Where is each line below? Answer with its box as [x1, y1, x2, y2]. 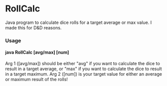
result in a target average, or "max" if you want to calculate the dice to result [5, 66, 162, 72]
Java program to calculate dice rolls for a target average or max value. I [5, 19, 152, 25]
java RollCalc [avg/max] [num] [5, 49, 69, 55]
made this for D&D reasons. [5, 24, 62, 30]
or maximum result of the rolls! [5, 77, 68, 83]
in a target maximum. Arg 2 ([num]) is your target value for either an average [5, 71, 162, 77]
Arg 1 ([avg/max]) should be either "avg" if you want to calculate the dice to [5, 61, 161, 67]
